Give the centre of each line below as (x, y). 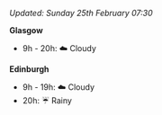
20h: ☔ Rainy (47, 101)
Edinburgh (29, 69)
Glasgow (26, 30)
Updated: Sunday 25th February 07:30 (81, 13)
